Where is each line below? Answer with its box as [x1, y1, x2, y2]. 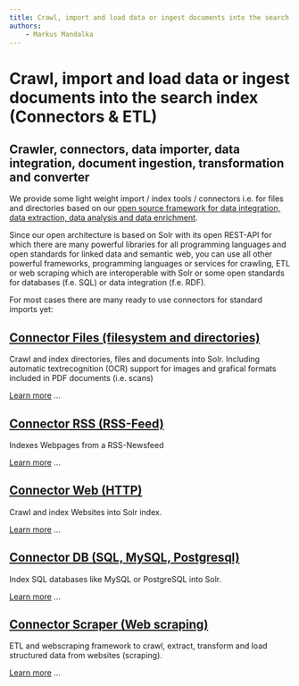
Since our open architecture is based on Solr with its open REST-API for [9, 230, 272, 241]
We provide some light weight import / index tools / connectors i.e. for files [9, 193, 284, 204]
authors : [9, 21, 42, 30]
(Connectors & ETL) [9, 106, 158, 126]
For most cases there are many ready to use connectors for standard [9, 294, 263, 305]
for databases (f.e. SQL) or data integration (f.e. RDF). [9, 277, 207, 288]
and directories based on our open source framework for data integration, [9, 203, 281, 214]
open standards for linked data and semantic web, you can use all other [9, 249, 273, 259]
